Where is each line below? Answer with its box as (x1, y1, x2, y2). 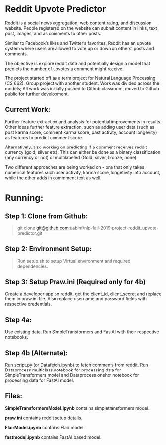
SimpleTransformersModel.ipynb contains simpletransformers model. (5, 405, 150, 411)
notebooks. (5, 334, 28, 340)
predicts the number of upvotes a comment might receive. (5, 66, 124, 72)
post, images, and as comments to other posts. (5, 30, 102, 36)
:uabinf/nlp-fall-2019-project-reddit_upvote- (68, 225, 159, 231)
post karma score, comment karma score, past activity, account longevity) (5, 129, 157, 135)
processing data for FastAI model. (5, 377, 74, 383)
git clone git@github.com (17, 225, 69, 231)
